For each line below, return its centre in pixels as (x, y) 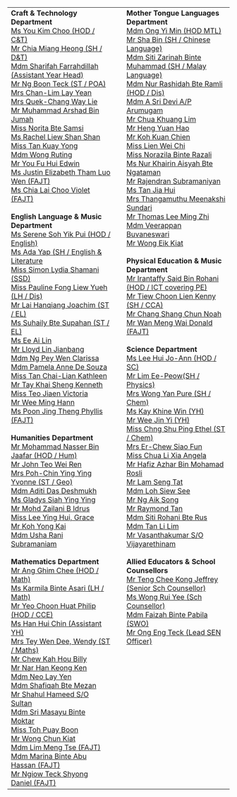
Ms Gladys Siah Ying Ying (53, 500)
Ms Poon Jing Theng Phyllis (57, 411)
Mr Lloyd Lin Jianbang (48, 349)
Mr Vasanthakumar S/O (165, 535)
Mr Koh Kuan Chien (158, 137)
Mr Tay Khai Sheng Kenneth (57, 385)
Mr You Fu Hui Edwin (45, 164)
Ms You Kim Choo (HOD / (53, 31)
